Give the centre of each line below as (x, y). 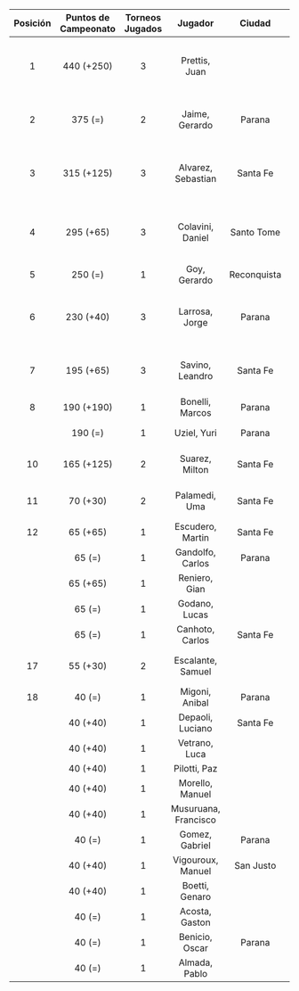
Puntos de (88, 17)
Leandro (195, 376)
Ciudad (255, 23)
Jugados (143, 29)
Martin (196, 537)
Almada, (196, 962)
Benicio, (195, 937)
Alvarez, (196, 167)
